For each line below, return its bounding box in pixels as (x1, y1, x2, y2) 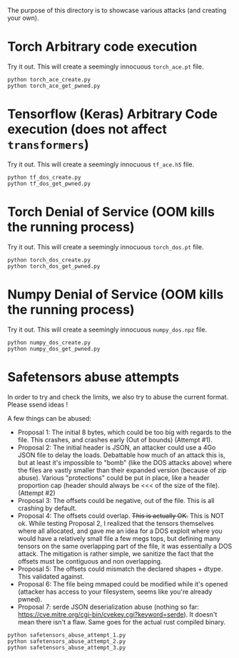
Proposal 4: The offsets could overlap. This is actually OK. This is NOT (17, 511, 225, 520)
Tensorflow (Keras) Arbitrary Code (7, 106, 218, 122)
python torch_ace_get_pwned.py (7, 82, 101, 89)
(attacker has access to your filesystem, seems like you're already (17, 587, 213, 596)
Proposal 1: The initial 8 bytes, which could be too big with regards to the (17, 428, 232, 437)
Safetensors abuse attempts (7, 369, 180, 385)
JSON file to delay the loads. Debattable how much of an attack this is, (17, 450, 226, 459)
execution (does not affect (7, 121, 168, 138)
